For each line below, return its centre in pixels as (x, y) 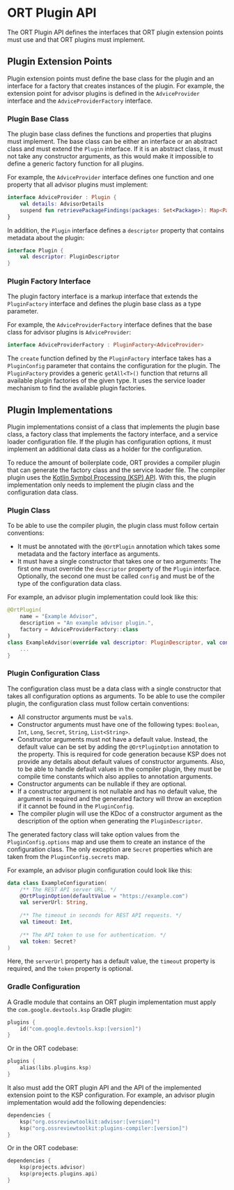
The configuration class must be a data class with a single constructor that (114, 689)
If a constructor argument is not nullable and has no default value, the (117, 791)
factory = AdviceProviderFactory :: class (79, 630)
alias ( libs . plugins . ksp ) (56, 1068)
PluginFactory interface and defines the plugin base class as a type (104, 304)
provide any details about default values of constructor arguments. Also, (121, 761)
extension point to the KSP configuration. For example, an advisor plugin (111, 1095)
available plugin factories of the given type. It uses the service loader (107, 381)
